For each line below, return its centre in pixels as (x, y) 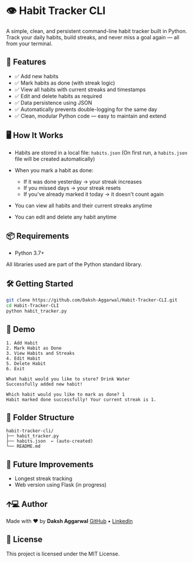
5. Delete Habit (26, 363)
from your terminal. (29, 43)
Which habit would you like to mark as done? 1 (66, 394)
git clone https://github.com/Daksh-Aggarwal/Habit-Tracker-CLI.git (92, 300)
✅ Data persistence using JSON (53, 102)
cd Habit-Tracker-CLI (33, 306)
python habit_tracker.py (36, 311)
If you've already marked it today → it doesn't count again (94, 194)
